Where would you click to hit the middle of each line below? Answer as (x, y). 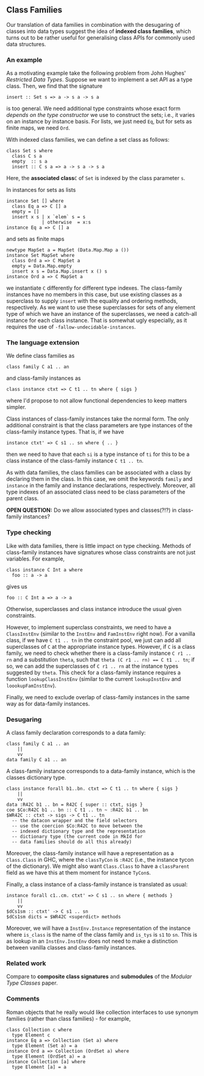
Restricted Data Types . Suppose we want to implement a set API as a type (100, 80)
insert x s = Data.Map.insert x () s (60, 271)
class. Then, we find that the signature (55, 86)
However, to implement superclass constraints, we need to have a (89, 627)
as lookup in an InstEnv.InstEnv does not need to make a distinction (92, 941)
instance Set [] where (35, 201)
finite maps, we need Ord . (38, 128)
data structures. (26, 44)
